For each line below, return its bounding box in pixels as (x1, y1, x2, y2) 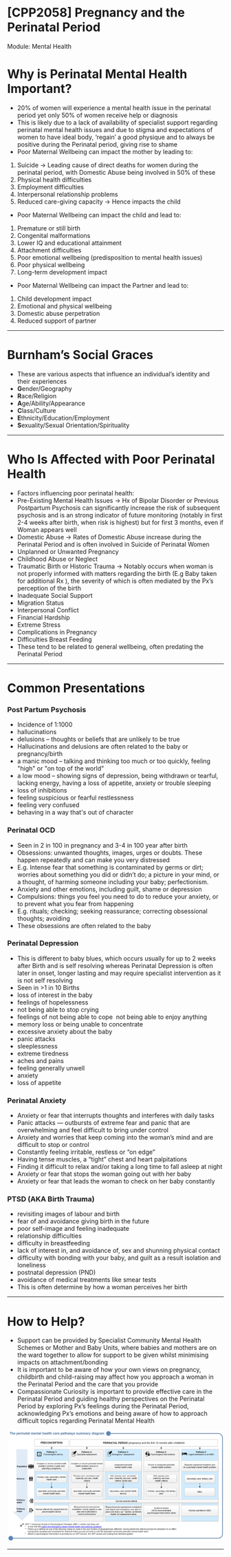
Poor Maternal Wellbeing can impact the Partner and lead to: (16, 281, 189, 290)
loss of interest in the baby (16, 991, 93, 999)
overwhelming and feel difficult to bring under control (16, 1126, 168, 1135)
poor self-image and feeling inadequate (16, 1225, 129, 1233)
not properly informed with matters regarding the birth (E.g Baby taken (16, 569, 217, 577)
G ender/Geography (16, 384, 72, 393)
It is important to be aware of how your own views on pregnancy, (16, 1366, 201, 1374)
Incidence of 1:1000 (16, 720, 73, 729)
